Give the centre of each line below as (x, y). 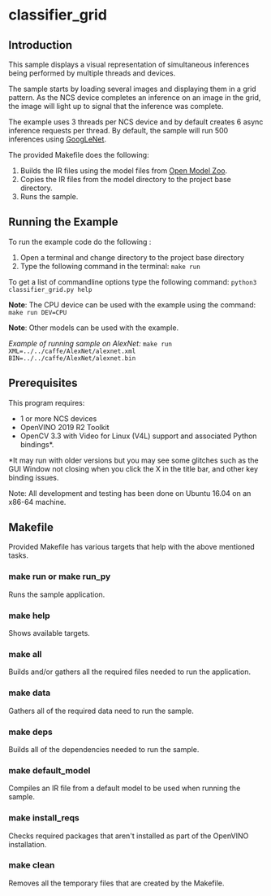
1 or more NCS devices (58, 418)
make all (25, 654)
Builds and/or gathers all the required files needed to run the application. (130, 672)
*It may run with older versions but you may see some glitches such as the (133, 460)
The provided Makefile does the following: (79, 155)
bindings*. (37, 444)
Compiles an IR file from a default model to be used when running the (125, 788)
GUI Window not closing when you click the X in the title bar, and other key (133, 468)
